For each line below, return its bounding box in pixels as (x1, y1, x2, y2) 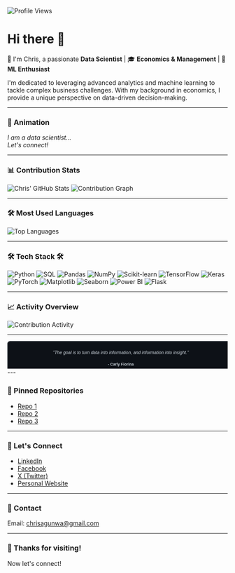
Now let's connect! (7, 559, 62, 567)
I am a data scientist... (7, 133, 72, 142)
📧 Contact (7, 503, 42, 513)
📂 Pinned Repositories (7, 386, 84, 396)
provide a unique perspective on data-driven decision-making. (7, 93, 187, 102)
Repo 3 (17, 417, 38, 425)
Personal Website (17, 479, 69, 487)
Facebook (17, 464, 47, 473)
